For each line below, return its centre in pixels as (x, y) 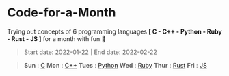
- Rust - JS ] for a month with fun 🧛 (56, 38)
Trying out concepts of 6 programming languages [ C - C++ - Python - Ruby (114, 31)
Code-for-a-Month (62, 13)
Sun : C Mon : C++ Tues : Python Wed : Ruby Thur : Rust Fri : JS (115, 65)
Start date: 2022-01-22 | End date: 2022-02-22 (90, 52)
